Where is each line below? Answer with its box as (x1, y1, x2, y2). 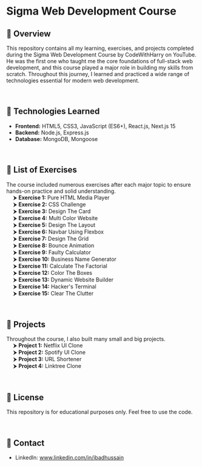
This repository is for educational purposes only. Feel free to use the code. (6, 409, 193, 416)
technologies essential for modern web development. (6, 77, 140, 84)
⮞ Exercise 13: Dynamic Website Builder (13, 275, 114, 283)
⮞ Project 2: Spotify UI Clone (13, 348, 86, 356)
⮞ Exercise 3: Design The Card (13, 207, 91, 215)
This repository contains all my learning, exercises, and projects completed (6, 44, 194, 52)
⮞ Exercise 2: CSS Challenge (13, 201, 86, 208)
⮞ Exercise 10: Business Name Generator (13, 255, 117, 263)
